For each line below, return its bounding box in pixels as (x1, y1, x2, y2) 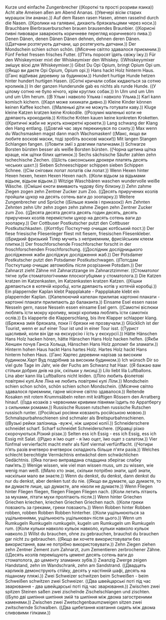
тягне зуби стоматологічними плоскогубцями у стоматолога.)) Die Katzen (5, 273, 162, 279)
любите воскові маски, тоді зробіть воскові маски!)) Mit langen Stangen (5, 136, 157, 142)
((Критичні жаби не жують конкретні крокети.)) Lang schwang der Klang (5, 120, 158, 126)
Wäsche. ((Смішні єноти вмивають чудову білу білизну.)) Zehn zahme (5, 183, 152, 189)
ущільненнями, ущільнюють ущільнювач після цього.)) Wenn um (5, 515, 142, 521)
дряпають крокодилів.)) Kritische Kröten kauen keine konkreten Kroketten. (5, 115, 160, 120)
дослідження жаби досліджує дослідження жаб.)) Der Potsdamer (5, 252, 143, 257)
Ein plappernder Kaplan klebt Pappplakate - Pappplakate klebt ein (5, 288, 140, 294)
